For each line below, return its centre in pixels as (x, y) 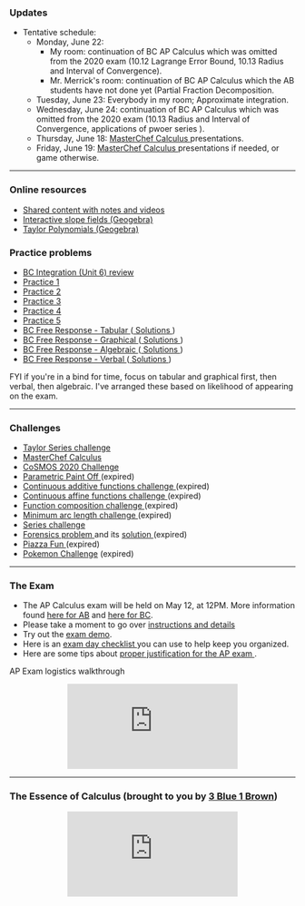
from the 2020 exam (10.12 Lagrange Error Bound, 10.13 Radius (167, 62)
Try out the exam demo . (67, 635)
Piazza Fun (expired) (61, 544)
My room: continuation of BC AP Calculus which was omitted (163, 52)
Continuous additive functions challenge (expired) (116, 487)
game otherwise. (68, 158)
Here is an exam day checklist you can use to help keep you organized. (156, 644)
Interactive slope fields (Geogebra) (88, 219)
